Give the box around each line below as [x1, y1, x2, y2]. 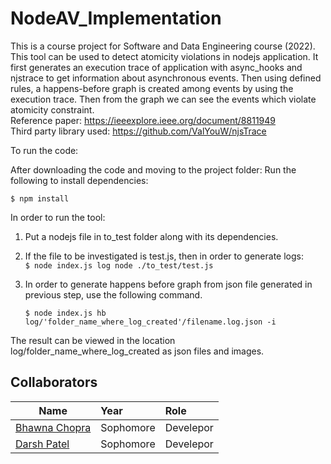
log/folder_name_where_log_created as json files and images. [10, 345, 265, 357]
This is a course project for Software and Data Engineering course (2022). [10, 40, 316, 52]
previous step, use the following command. [24, 288, 203, 301]
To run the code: [10, 144, 79, 156]
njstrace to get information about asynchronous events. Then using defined [10, 72, 322, 84]
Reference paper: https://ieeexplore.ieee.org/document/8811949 [10, 114, 276, 126]
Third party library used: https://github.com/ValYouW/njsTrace [10, 125, 267, 137]
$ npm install [10, 193, 70, 204]
